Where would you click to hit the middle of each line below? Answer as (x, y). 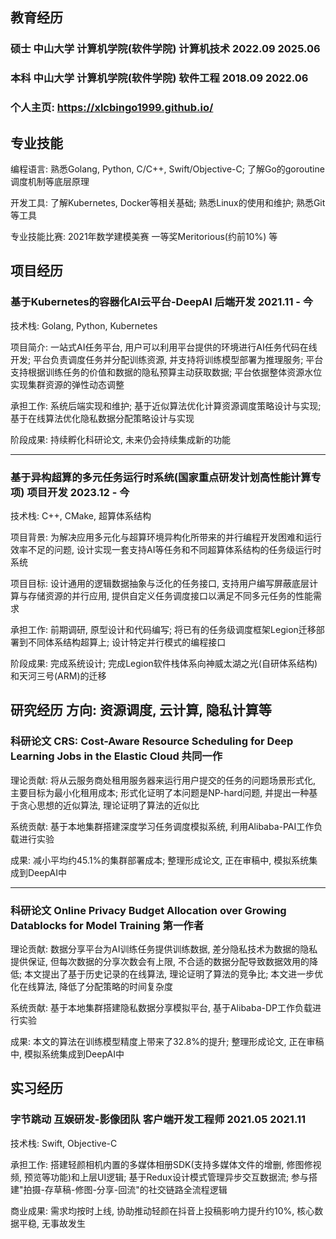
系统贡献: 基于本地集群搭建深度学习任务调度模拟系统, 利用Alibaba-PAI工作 (162, 826)
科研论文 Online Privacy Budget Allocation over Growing (148, 910)
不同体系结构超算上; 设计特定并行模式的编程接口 (127, 642)
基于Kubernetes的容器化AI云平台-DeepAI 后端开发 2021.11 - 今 (162, 302)
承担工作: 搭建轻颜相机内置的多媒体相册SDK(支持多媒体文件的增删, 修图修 (161, 1164)
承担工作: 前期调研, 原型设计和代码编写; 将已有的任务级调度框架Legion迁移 (163, 629)
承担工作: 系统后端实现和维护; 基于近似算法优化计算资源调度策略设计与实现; (166, 405)
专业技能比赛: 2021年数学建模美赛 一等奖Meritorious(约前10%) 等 (144, 236)
